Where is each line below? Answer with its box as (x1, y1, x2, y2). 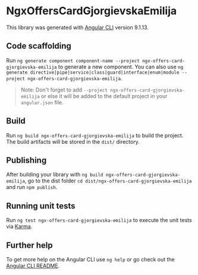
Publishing (6, 155, 47, 165)
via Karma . (6, 223, 33, 230)
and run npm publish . (6, 184, 58, 191)
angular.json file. (20, 99, 64, 106)
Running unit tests (6, 201, 76, 211)
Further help (6, 240, 54, 250)
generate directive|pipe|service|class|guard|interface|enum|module (6, 69, 180, 75)
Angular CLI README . (6, 263, 60, 269)
